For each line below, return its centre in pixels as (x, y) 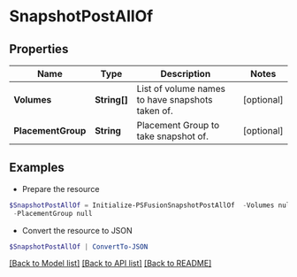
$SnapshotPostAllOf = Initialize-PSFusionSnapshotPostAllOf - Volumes (142, 205)
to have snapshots (175, 100)
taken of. (155, 111)
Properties (39, 49)
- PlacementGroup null (53, 213)
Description (186, 74)
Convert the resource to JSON (77, 230)
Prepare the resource (61, 189)
